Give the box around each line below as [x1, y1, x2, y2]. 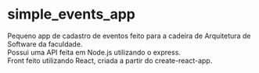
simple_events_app [7, 5, 136, 23]
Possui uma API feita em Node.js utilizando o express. [7, 47, 182, 57]
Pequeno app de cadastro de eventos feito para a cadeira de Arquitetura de [7, 31, 251, 40]
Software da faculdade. [7, 39, 83, 48]
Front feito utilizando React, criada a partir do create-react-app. [7, 56, 213, 65]
